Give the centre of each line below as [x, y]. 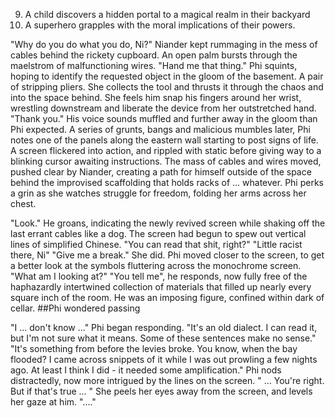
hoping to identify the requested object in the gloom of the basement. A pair [167, 76]
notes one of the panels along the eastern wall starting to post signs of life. [164, 140]
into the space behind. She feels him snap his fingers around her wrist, [156, 97]
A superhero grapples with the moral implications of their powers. [160, 25]
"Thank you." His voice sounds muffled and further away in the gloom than [164, 118]
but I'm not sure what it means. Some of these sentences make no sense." [163, 338]
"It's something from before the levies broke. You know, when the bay [154, 348]
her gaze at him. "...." [53, 402]
